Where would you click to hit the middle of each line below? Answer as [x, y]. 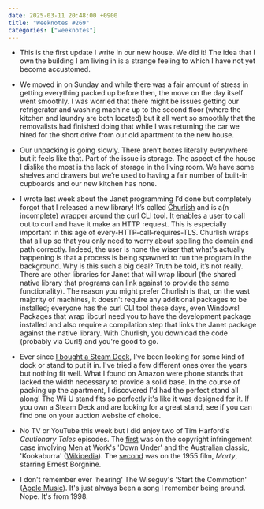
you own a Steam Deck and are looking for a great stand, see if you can [136, 407]
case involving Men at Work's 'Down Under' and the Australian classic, [134, 447]
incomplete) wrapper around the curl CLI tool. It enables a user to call [132, 216]
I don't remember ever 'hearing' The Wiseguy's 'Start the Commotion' [133, 480]
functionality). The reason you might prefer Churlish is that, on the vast [135, 291]
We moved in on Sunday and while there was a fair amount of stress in [134, 84]
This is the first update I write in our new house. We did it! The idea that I [138, 53]
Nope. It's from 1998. [54, 496]
